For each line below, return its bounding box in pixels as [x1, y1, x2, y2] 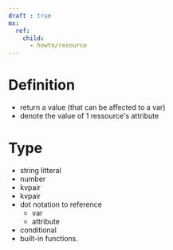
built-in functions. [19, 234, 78, 243]
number [19, 174, 46, 183]
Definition [8, 76, 76, 95]
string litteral [19, 166, 61, 175]
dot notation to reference [19, 200, 102, 209]
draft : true [8, 11, 52, 20]
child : [22, 34, 45, 42]
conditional [19, 225, 57, 235]
